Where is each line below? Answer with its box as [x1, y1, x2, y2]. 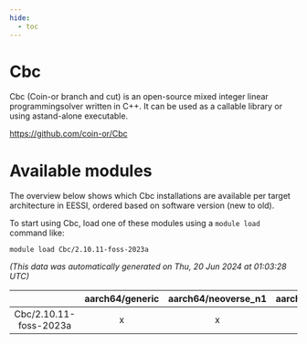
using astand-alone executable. [9, 110, 129, 121]
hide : [9, 13, 30, 23]
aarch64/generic [84, 293, 160, 306]
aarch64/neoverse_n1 [167, 293, 267, 306]
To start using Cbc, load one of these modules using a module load [9, 218, 260, 229]
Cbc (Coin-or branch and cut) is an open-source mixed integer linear [9, 91, 270, 102]
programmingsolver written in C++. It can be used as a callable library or [9, 101, 283, 112]
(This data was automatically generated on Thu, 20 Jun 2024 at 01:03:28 [9, 261, 287, 272]
